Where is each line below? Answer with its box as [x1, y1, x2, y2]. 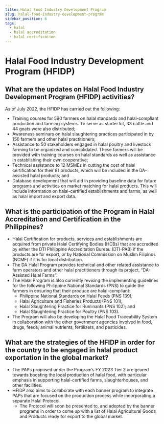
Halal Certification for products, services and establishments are [12, 236, 142, 242]
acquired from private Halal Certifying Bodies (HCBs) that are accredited [12, 241, 159, 247]
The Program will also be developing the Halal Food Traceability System [12, 313, 158, 319]
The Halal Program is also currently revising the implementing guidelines [12, 277, 159, 283]
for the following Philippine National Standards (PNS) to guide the [12, 282, 144, 289]
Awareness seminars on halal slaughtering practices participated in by [12, 131, 154, 137]
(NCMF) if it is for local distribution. [12, 256, 83, 262]
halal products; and [30, 172, 70, 179]
